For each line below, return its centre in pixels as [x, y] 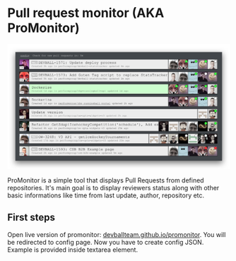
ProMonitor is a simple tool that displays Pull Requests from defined [106, 180]
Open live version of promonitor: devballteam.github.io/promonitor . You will [117, 234]
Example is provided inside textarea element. [73, 250]
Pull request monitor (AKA [86, 13]
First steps [31, 217]
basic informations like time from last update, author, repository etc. [106, 195]
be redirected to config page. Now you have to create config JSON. [106, 242]
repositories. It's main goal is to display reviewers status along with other [113, 187]
